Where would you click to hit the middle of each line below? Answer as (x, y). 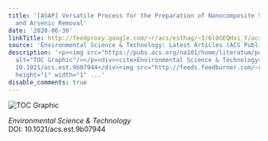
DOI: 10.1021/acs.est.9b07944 (57, 129)
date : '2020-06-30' (41, 30)
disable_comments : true (48, 82)
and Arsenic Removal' (51, 23)
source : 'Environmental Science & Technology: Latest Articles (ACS (124, 45)
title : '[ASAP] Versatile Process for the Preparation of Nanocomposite (132, 16)
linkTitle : (26, 38)
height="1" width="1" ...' (60, 75)
